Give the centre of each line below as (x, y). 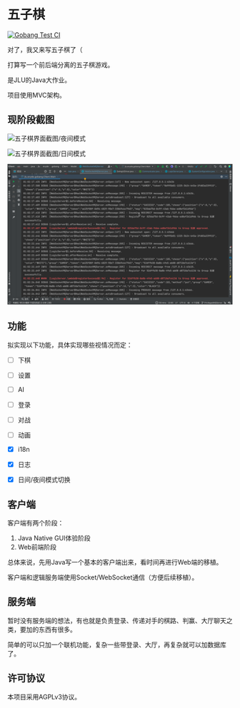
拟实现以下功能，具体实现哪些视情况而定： (70, 345)
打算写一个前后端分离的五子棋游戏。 (61, 64)
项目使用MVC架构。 (37, 95)
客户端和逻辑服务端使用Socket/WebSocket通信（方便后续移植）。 (103, 577)
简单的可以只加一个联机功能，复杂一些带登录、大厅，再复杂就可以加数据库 (117, 644)
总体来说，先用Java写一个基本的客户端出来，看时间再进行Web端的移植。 (115, 562)
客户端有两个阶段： (36, 522)
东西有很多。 (57, 629)
